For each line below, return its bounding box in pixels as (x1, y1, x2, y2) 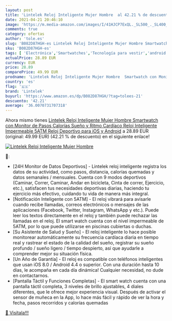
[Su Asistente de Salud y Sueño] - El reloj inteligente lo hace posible (12, 229, 156, 235)
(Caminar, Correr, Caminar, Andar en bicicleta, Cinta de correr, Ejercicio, (12, 180, 165, 186)
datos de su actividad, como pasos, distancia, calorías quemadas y (12, 169, 155, 175)
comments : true (5, 27, 38, 32)
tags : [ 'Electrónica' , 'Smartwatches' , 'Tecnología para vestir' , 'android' (5, 50, 168, 55)
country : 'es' (5, 79, 36, 84)
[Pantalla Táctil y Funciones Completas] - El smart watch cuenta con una (12, 278, 166, 284)
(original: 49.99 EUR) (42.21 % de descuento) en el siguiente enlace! (5, 134, 150, 140)
